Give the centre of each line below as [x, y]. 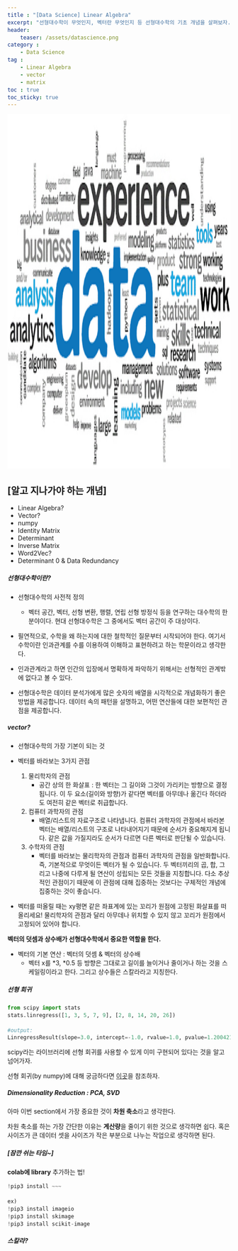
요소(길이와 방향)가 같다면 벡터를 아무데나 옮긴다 [141, 793]
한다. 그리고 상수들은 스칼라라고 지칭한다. [121, 972]
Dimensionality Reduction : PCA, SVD [64, 1092]
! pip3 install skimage [41, 1216]
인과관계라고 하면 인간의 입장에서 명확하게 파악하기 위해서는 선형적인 [112, 669]
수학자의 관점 [46, 847]
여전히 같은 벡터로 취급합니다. [87, 802]
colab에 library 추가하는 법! [46, 1172]
